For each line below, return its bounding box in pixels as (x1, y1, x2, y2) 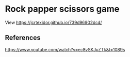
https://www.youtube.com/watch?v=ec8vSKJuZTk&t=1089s (5, 46, 125, 52)
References (5, 34, 41, 42)
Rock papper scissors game (5, 3, 120, 15)
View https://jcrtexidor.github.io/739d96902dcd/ (5, 19, 102, 25)
